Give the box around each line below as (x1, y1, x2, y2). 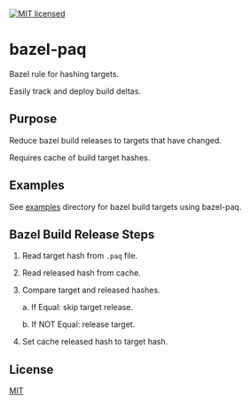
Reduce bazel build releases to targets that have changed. (9, 135, 222, 145)
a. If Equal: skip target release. (21, 302, 134, 313)
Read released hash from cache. (21, 268, 142, 278)
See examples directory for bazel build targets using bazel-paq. (9, 201, 242, 212)
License (9, 361, 54, 377)
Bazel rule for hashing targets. (9, 68, 120, 79)
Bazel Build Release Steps (9, 227, 155, 242)
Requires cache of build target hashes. (9, 151, 151, 163)
